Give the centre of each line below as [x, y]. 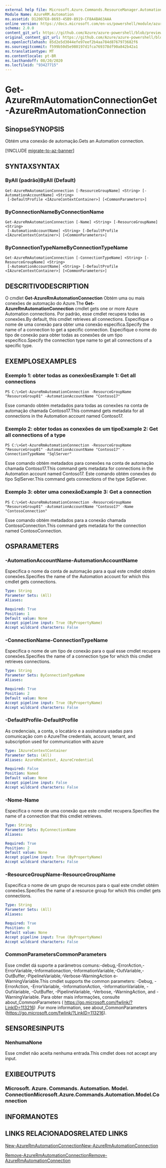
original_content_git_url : [33, 38]
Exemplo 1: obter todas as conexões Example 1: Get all [70, 375]
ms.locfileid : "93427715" [32, 65]
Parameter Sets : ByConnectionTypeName [45, 675]
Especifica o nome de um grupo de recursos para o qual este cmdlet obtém [82, 885]
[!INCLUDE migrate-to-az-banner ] [40, 151]
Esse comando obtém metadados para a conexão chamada [65, 520]
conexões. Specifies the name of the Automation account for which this [77, 577]
